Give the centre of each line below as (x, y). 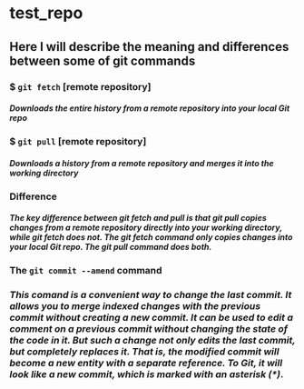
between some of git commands (103, 60)
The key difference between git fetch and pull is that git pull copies (138, 218)
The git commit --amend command (86, 271)
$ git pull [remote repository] (78, 142)
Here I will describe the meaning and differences (149, 47)
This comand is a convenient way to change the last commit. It (151, 294)
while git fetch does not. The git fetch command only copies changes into (151, 237)
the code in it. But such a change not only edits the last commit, (152, 340)
